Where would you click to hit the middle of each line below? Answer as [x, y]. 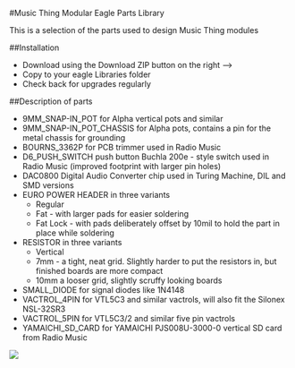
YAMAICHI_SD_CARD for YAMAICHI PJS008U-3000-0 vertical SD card [152, 328]
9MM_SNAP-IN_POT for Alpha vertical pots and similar [122, 119]
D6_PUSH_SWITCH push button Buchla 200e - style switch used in [146, 157]
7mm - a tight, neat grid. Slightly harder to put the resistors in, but [156, 261]
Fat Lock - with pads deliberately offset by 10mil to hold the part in [157, 223]
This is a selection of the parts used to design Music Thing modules [134, 30]
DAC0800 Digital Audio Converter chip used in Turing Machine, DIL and [154, 175]
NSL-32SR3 [44, 309]
